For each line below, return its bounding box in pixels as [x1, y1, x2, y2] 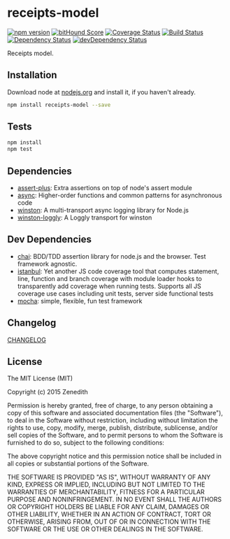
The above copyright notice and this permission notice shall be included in [7, 452, 222, 461]
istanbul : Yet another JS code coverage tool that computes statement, [17, 267, 220, 275]
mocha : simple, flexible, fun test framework [17, 296, 143, 305]
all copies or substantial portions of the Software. [7, 459, 149, 468]
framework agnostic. [17, 259, 78, 268]
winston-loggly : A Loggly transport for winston [17, 213, 152, 222]
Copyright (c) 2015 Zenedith [7, 388, 89, 396]
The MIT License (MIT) [7, 374, 73, 382]
